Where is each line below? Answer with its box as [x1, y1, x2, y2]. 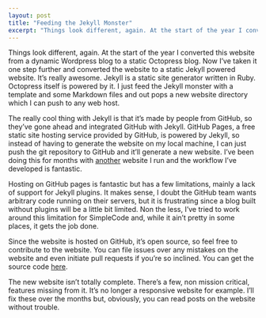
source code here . [8, 262, 68, 271]
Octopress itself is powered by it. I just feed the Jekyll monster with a [8, 81, 234, 91]
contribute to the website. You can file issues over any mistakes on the [8, 245, 239, 255]
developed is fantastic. [8, 164, 82, 174]
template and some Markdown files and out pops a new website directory [8, 90, 248, 100]
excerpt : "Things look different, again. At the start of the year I [8, 26, 243, 34]
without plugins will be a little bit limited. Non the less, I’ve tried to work [8, 205, 240, 214]
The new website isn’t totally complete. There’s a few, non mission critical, [8, 278, 250, 287]
